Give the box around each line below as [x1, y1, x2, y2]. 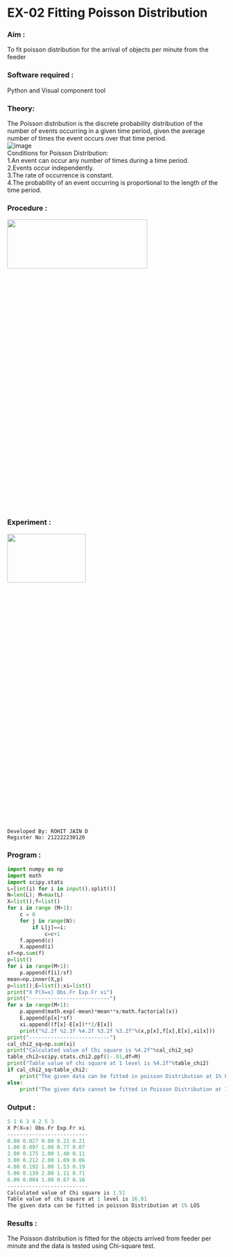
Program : [7, 850, 42, 860]
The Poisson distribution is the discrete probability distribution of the [7, 120, 203, 128]
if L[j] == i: [32, 924, 67, 931]
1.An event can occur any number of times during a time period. [7, 157, 189, 165]
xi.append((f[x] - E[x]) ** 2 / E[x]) [19, 1021, 113, 1028]
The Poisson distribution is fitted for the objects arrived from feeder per [7, 1234, 212, 1243]
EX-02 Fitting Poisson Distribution [7, 5, 208, 21]
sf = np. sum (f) [7, 950, 45, 957]
